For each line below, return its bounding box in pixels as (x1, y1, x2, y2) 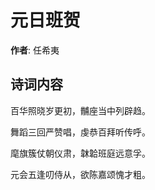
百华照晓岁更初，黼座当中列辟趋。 (10, 104, 151, 116)
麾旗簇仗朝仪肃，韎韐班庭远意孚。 (10, 147, 151, 159)
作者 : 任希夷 (10, 44, 60, 56)
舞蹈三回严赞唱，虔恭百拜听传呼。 (10, 126, 151, 138)
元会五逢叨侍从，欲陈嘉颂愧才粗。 (10, 168, 151, 180)
